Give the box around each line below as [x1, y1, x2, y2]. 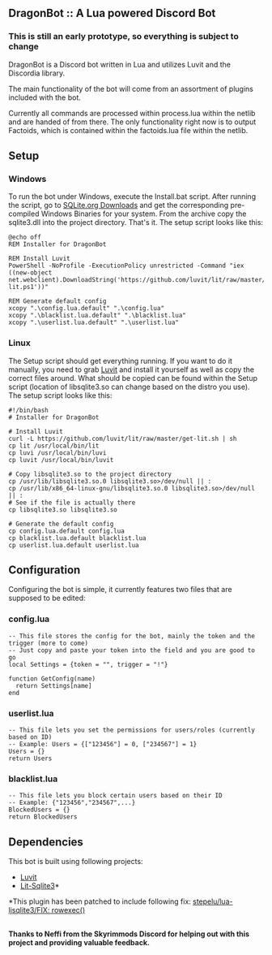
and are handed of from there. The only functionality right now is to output [8, 117, 257, 127]
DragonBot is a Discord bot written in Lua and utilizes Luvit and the [8, 59, 231, 69]
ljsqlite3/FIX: [8, 905, 50, 915]
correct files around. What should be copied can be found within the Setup [8, 373, 257, 382]
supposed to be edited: [8, 593, 87, 603]
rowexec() [51, 905, 86, 915]
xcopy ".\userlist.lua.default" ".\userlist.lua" [8, 318, 180, 327]
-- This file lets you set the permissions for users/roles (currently [8, 726, 255, 734]
